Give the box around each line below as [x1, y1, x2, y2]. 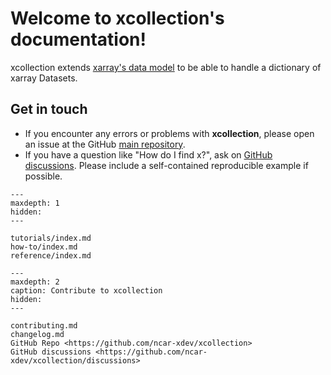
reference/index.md [10, 250, 92, 261]
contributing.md [10, 320, 78, 331]
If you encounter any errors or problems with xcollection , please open [24, 127, 315, 139]
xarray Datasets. [10, 72, 78, 84]
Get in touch [10, 101, 88, 118]
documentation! [10, 28, 147, 51]
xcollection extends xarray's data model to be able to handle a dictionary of [10, 61, 322, 73]
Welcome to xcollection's [10, 7, 225, 30]
